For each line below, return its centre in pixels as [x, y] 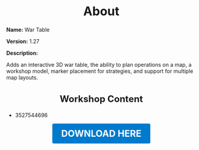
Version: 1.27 [23, 42]
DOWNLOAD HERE [101, 133]
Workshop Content [101, 99]
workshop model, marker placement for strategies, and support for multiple [100, 71]
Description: [22, 53]
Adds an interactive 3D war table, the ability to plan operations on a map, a [99, 65]
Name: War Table [28, 30]
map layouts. [22, 78]
